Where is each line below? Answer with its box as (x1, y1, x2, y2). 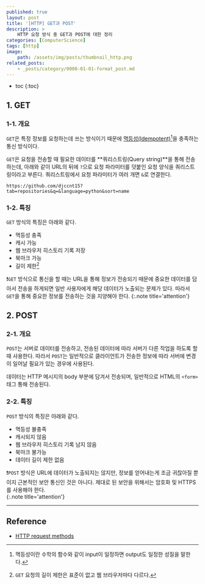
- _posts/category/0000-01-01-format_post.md (17, 65, 135, 72)
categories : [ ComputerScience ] (6, 37, 86, 43)
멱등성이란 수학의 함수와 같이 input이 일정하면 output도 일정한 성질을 (15, 550, 180, 558)
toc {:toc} (15, 82, 40, 90)
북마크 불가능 (15, 448, 47, 455)
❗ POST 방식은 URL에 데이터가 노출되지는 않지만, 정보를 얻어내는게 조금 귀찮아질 (6, 469, 192, 476)
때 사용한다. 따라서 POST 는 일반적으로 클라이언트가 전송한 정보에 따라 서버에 (6, 352, 185, 360)
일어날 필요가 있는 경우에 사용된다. (12, 360, 95, 367)
